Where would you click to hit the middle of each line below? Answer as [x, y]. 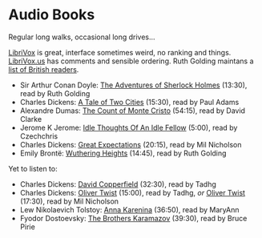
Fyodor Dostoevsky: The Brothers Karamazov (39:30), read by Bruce [133, 218]
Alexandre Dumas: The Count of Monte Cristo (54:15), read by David [133, 111]
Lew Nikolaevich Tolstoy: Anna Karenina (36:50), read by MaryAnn [129, 209]
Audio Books [52, 15]
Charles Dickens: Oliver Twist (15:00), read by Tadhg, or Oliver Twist [133, 192]
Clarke [31, 119]
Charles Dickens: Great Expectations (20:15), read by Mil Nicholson [131, 144]
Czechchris [39, 136]
